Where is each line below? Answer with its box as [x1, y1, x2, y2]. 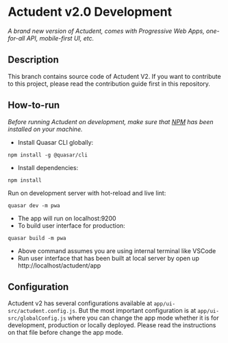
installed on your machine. [8, 125, 83, 133]
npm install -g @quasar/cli [8, 152, 88, 158]
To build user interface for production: [17, 221, 125, 230]
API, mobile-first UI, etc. [26, 34, 94, 42]
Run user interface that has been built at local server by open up [17, 254, 199, 262]
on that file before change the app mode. [8, 329, 124, 337]
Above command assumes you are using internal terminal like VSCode [17, 246, 216, 255]
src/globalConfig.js [8, 315, 67, 322]
